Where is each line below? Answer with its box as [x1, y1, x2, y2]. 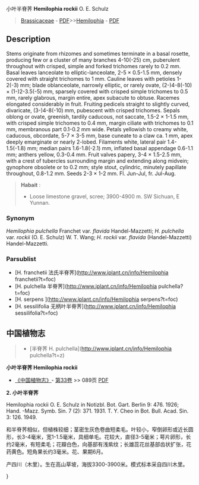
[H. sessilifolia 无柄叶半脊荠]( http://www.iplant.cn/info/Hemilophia [14, 303, 176, 310]
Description [6, 34, 50, 45]
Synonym [6, 214, 34, 222]
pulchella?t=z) [29, 352, 65, 359]
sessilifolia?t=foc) [14, 309, 58, 316]
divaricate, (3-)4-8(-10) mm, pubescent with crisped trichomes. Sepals [6, 106, 180, 114]
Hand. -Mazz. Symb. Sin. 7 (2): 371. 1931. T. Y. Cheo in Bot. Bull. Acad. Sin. [6, 407, 189, 414]
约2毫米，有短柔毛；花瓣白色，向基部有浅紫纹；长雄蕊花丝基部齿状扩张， [6, 441, 187, 448]
